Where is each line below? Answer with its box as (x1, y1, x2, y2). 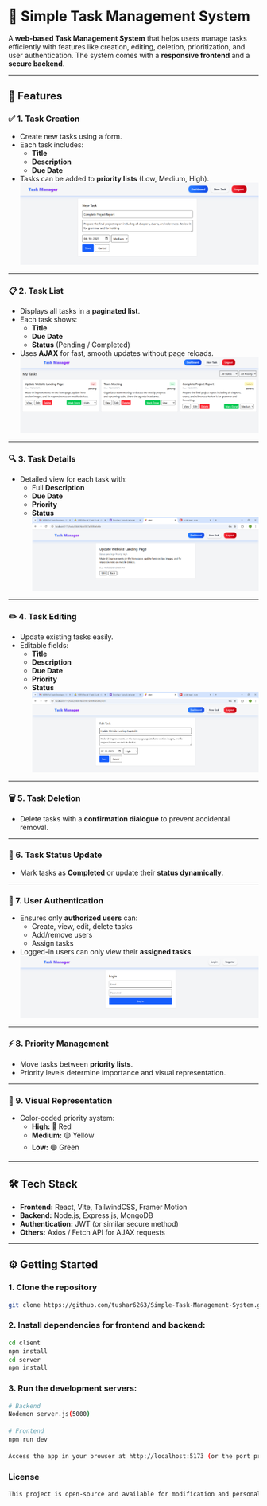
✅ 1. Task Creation (8, 113, 80, 124)
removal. (19, 822, 49, 832)
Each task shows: (19, 314, 78, 325)
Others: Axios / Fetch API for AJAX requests (19, 1227, 165, 1237)
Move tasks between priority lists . (19, 1059, 133, 1069)
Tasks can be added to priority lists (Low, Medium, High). (19, 174, 209, 183)
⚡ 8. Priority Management (8, 1038, 110, 1049)
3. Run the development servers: (8, 1383, 137, 1394)
